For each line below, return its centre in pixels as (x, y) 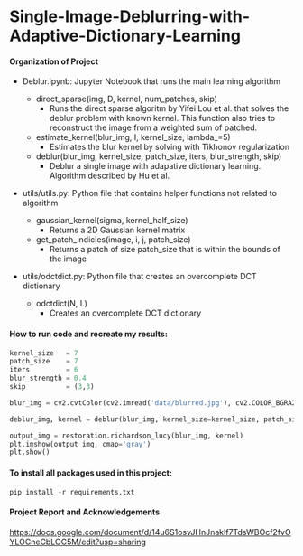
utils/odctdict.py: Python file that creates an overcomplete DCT (139, 277)
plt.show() (30, 452)
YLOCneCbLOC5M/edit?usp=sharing (78, 542)
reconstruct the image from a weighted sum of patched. (153, 127)
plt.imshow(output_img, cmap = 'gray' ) (80, 444)
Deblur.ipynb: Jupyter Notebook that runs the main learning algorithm (151, 81)
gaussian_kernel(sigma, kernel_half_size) (112, 221)
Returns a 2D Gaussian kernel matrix (117, 230)
